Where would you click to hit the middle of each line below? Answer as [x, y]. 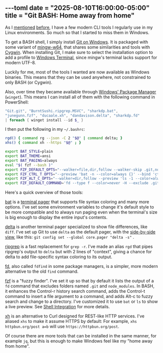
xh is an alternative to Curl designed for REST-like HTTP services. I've [75, 316]
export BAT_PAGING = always [31, 160]
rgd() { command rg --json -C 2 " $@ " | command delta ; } [64, 138]
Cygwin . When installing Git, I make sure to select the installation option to [79, 52]
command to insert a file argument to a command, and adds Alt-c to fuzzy [79, 297]
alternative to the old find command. [42, 271]
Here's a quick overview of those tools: [44, 193]
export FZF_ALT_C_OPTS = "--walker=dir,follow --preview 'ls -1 [69, 179]
